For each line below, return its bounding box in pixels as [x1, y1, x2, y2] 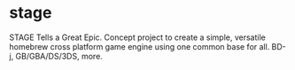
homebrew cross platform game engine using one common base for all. [9, 41, 270, 51]
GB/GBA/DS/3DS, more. [15, 51, 104, 61]
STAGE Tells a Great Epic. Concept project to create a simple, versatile [9, 32, 266, 43]
